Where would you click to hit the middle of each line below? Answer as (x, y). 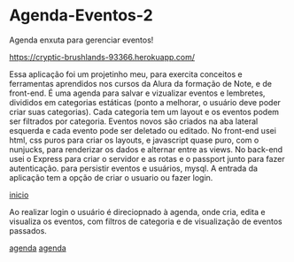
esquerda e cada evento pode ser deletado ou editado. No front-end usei (143, 130)
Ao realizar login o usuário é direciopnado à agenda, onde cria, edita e (137, 212)
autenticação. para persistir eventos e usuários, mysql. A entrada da (134, 168)
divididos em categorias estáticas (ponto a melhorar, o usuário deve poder (145, 102)
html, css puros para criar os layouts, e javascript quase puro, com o (134, 140)
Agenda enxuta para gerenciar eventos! (81, 40)
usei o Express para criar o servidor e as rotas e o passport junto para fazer (147, 158)
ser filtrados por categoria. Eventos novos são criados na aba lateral (134, 121)
